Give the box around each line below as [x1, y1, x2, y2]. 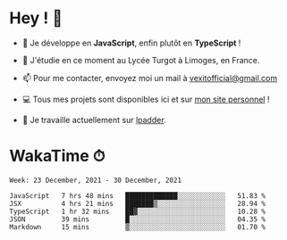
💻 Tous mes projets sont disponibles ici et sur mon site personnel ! [21, 94, 270, 104]
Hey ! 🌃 [9, 8, 63, 29]
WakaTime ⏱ [9, 146, 106, 166]
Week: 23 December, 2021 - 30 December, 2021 [9, 176, 181, 185]
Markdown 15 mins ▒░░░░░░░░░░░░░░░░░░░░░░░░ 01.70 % [9, 222, 266, 231]
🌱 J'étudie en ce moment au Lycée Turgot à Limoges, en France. [21, 54, 260, 65]
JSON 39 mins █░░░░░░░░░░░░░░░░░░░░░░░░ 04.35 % [9, 214, 266, 224]
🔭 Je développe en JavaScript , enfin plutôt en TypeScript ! [21, 37, 241, 48]
